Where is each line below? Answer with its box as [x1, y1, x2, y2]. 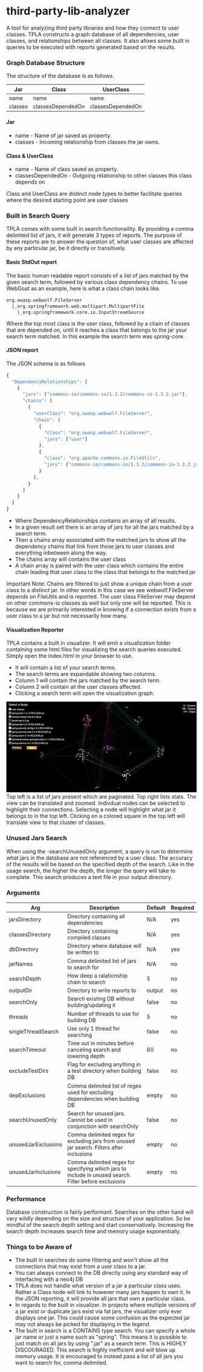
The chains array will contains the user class [14, 556, 126, 563]
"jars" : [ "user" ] [44, 436, 88, 442]
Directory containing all [67, 912, 125, 919]
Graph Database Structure [6, 59, 85, 67]
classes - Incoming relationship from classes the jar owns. [14, 138, 160, 146]
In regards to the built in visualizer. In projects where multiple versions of [14, 1301, 196, 1309]
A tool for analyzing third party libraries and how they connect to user [6, 24, 179, 31]
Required [170, 904, 195, 911]
